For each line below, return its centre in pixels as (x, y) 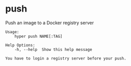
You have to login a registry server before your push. (66, 58)
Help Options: (20, 45)
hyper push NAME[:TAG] (38, 36)
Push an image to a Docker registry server (50, 23)
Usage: (12, 32)
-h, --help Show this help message (54, 49)
